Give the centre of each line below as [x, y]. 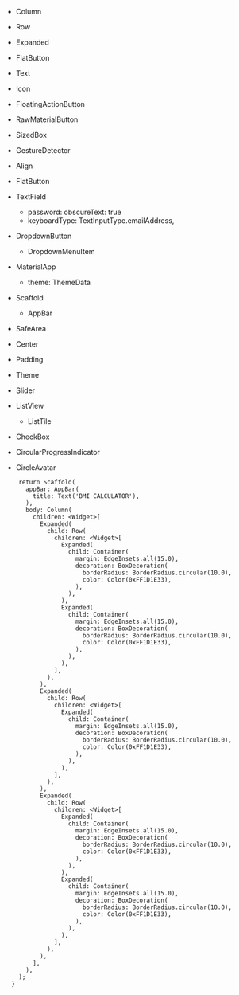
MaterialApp [36, 267]
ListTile [39, 421]
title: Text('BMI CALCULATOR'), [87, 496]
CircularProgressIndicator [58, 452]
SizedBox [31, 135]
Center [27, 344]
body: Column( [49, 510]
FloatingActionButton [50, 104]
